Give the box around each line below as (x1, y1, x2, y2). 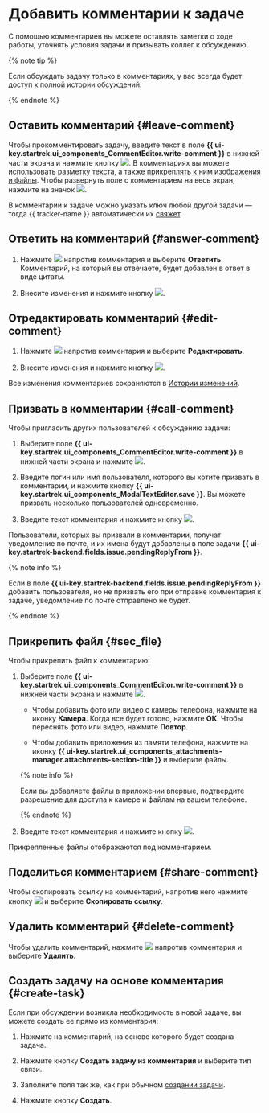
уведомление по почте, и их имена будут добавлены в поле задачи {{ (8, 539, 249, 548)
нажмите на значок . (8, 184, 87, 194)
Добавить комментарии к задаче (8, 5, 245, 23)
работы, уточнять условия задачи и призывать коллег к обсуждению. (8, 39, 249, 49)
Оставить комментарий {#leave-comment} (8, 118, 235, 133)
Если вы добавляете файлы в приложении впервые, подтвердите (19, 786, 245, 795)
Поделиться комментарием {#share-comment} (8, 865, 259, 879)
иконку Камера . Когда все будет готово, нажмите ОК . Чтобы (31, 713, 243, 723)
